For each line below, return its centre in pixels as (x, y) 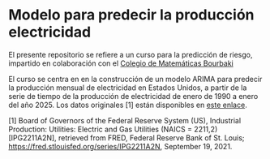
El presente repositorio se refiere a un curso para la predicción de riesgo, (131, 54)
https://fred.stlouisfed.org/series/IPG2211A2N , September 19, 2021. (120, 146)
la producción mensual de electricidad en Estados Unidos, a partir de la (128, 88)
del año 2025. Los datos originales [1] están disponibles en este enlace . (128, 105)
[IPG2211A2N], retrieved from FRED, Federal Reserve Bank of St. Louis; (126, 138)
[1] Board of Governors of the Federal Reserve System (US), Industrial (125, 120)
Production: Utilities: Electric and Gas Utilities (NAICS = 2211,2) (113, 129)
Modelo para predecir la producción (131, 15)
